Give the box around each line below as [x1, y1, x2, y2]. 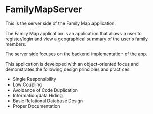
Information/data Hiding [12, 92, 63, 98]
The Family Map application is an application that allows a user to [5, 30, 142, 36]
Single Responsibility [12, 76, 57, 82]
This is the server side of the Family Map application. [5, 20, 116, 26]
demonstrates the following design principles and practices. [5, 66, 131, 72]
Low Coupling [12, 81, 42, 88]
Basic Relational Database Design [12, 98, 83, 104]
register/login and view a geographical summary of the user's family [5, 36, 148, 42]
